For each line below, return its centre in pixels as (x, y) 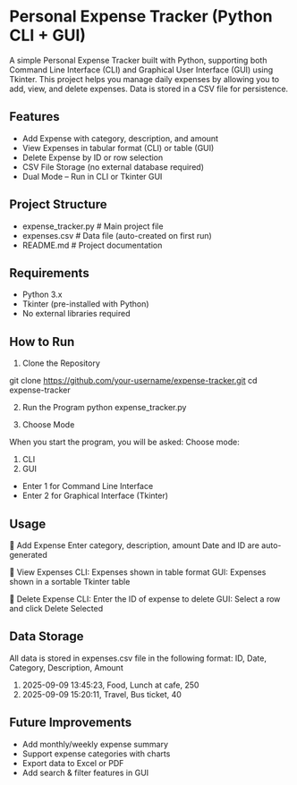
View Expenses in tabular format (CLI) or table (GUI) (118, 148)
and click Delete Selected (56, 608)
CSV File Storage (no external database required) (113, 166)
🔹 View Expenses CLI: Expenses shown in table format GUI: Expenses (138, 572)
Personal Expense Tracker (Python (141, 17)
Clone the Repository (61, 363)
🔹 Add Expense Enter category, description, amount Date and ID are (134, 545)
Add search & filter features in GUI (85, 772)
